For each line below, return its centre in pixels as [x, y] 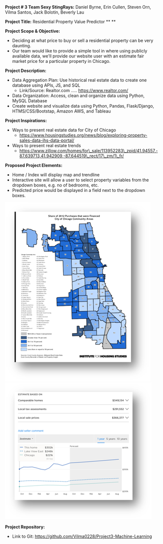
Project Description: [26, 71]
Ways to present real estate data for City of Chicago [64, 130]
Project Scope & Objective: [33, 31]
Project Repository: [25, 527]
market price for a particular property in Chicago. [61, 61]
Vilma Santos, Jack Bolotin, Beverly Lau [45, 12]
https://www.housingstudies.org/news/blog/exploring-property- [83, 135]
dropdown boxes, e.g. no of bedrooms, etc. [55, 185]
